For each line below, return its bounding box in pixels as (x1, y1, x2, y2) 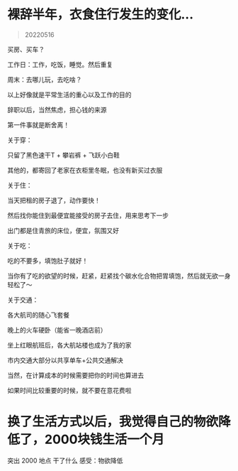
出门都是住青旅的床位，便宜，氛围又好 (7, 226, 119, 234)
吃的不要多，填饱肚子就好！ (7, 256, 89, 265)
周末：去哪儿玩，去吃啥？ (7, 75, 82, 84)
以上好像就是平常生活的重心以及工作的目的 (7, 90, 132, 99)
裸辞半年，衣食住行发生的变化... (7, 6, 194, 23)
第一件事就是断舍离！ (7, 120, 69, 129)
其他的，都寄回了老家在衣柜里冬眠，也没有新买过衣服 (7, 166, 163, 174)
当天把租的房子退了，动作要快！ (7, 196, 101, 205)
